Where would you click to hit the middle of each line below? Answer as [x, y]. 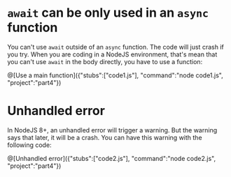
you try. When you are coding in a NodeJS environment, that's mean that [112, 54]
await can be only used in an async [108, 13]
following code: [29, 145]
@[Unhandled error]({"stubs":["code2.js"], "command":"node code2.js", [111, 158]
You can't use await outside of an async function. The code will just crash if [115, 47]
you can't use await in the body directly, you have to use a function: [105, 61]
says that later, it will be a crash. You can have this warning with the [105, 137]
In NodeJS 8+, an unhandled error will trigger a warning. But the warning [112, 130]
